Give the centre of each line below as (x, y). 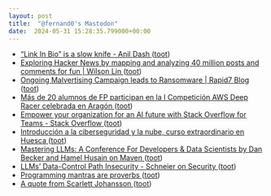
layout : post (31, 16)
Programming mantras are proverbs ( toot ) (90, 175)
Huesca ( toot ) (43, 141)
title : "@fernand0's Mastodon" (63, 24)
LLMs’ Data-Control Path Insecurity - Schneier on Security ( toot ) (128, 167)
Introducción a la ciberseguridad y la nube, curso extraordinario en (132, 132)
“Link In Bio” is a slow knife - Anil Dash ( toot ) (95, 54)
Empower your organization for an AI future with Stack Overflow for (133, 115)
